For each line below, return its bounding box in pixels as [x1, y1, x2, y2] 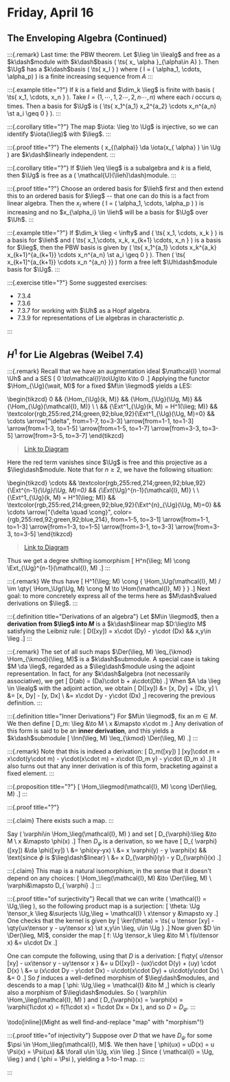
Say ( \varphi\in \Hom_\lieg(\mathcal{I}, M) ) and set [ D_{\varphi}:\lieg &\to [7, 830, 217, 838]
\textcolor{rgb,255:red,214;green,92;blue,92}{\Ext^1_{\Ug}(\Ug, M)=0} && [7, 410, 215, 418]
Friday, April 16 [7, 5, 94, 21]
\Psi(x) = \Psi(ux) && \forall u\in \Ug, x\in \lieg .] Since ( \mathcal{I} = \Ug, [7, 1047, 214, 1056]
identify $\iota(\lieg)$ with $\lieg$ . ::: [7, 129, 111, 138]
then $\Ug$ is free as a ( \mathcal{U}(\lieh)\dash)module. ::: [7, 170, 176, 179]
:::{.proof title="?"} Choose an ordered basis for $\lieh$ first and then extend [7, 184, 224, 192]
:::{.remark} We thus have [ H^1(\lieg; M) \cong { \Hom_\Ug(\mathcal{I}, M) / [7, 577, 221, 586]
